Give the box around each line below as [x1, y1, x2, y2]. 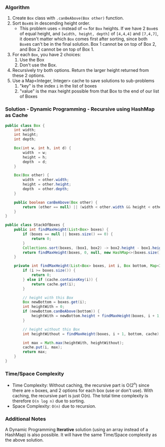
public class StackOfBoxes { [5, 223, 65, 228]
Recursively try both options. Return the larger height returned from [12, 67, 149, 73]
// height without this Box [23, 327, 80, 332]
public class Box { [5, 123, 45, 128]
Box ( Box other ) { [14, 173, 50, 178]
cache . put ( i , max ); [23, 345, 63, 350]
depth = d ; [23, 159, 48, 164]
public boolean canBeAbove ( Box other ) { [14, 200, 98, 205]
